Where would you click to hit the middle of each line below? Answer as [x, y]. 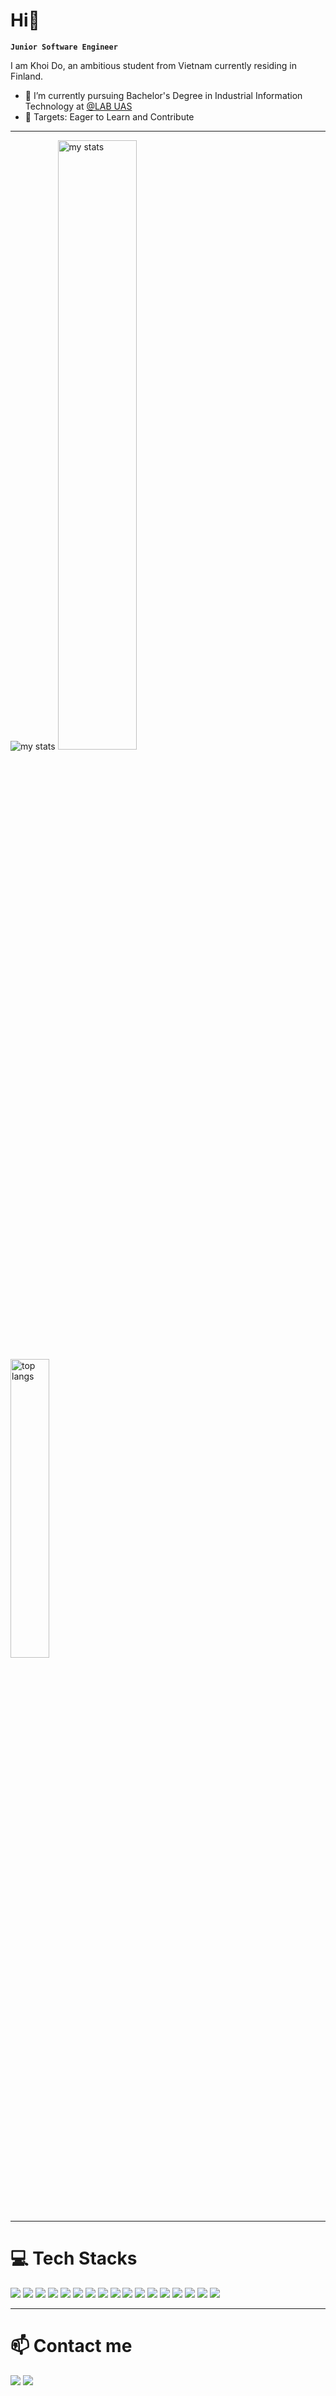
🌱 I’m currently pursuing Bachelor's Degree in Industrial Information [163, 95]
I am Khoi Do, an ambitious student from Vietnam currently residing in [153, 65]
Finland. [27, 76]
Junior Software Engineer [64, 47]
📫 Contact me [71, 2346]
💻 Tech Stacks [74, 2258]
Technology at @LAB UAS [78, 106]
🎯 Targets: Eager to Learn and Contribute [109, 116]
